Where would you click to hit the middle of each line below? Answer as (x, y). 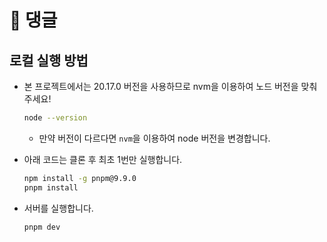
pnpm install (51, 187)
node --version (55, 118)
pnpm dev (42, 227)
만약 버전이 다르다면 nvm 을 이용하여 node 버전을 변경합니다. (154, 138)
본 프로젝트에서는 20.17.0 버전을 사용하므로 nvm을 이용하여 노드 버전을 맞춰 (170, 86)
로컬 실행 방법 (49, 60)
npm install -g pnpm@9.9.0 (80, 178)
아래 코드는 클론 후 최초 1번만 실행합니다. (103, 159)
